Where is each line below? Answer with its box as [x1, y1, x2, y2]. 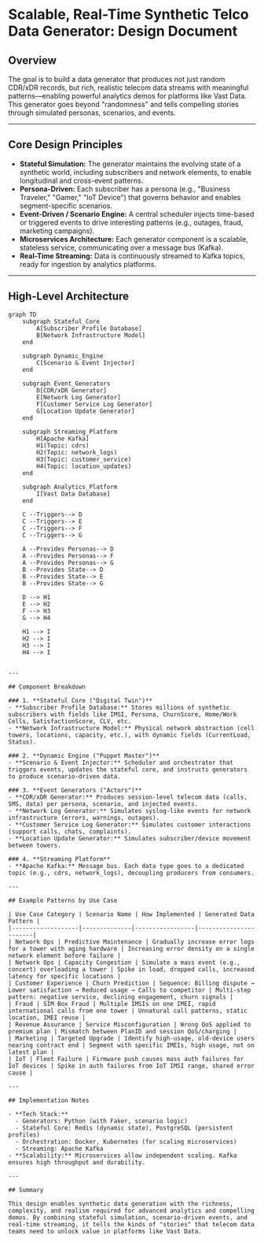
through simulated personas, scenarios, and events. [8, 108, 177, 117]
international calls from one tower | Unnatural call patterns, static [8, 1007, 247, 1015]
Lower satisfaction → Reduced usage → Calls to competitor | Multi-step [8, 986, 251, 994]
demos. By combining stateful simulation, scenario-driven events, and [8, 1213, 247, 1222]
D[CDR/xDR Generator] [36, 386, 108, 395]
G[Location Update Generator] [36, 407, 135, 415]
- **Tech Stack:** [8, 1110, 68, 1118]
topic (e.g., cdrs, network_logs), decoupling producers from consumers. [8, 869, 255, 877]
